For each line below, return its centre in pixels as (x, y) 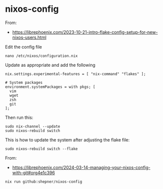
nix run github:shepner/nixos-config (44, 182)
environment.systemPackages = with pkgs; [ (50, 87)
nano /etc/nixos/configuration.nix (41, 56)
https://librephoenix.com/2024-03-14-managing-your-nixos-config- (81, 167)
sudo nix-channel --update (33, 126)
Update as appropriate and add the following (50, 65)
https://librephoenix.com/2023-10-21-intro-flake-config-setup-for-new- (85, 32)
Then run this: (19, 117)
